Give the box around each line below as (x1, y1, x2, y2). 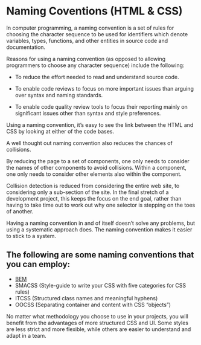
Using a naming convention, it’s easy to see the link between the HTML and (6, 121, 194, 128)
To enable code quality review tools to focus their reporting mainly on (14, 103, 188, 110)
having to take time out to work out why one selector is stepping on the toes (6, 201, 196, 208)
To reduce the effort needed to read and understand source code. (14, 73, 179, 80)
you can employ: (6, 259, 71, 269)
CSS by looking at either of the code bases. (6, 127, 115, 135)
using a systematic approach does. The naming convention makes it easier (6, 225, 193, 233)
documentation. (6, 44, 46, 51)
